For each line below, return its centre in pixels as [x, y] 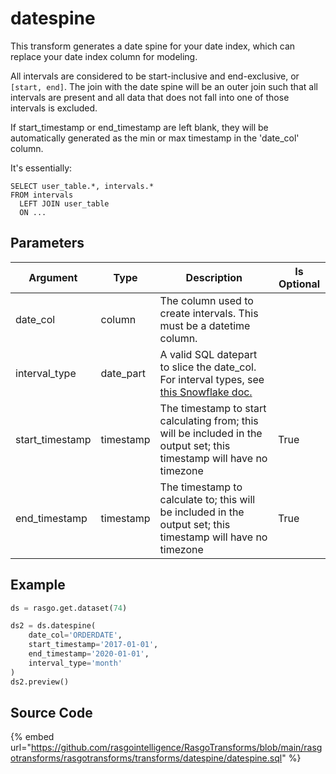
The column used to [206, 300]
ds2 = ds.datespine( [53, 626]
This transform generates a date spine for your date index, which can [153, 46]
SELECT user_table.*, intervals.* [82, 186]
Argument [53, 277]
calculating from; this [209, 420]
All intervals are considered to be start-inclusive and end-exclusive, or [155, 76]
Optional [299, 284]
